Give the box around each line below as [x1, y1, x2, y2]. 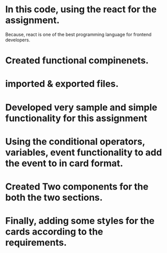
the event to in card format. [5, 157, 124, 169]
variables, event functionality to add [5, 147, 162, 158]
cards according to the [5, 226, 103, 238]
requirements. [5, 237, 67, 248]
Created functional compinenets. [5, 55, 149, 66]
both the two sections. [5, 192, 103, 203]
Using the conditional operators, [5, 135, 146, 147]
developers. [5, 37, 31, 43]
